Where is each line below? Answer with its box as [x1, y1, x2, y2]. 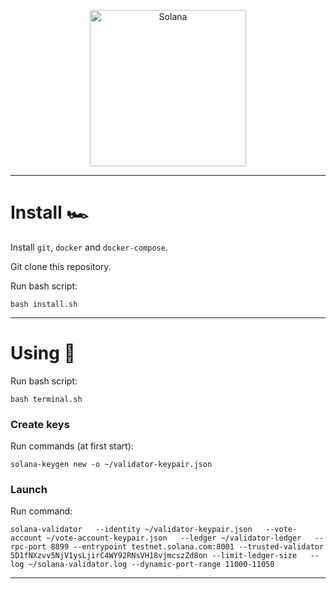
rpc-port [10, 542, 47, 552]
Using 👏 [10, 342, 76, 365]
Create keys [10, 417, 70, 431]
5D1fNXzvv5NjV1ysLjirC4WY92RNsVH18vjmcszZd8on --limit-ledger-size [10, 551, 298, 561]
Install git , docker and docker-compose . [10, 241, 168, 253]
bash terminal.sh [10, 394, 83, 404]
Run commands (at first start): [10, 440, 134, 452]
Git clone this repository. [10, 260, 112, 272]
